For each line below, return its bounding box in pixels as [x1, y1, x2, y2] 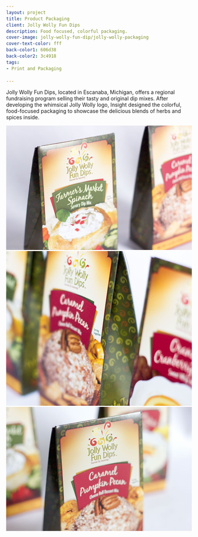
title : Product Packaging [6, 15, 70, 22]
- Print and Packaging [6, 66, 62, 71]
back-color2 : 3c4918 [6, 53, 57, 59]
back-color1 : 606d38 [6, 47, 57, 53]
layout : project [6, 9, 46, 15]
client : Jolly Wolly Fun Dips [6, 22, 81, 28]
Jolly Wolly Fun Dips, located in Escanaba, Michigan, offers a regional [6, 89, 175, 96]
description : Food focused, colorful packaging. [6, 28, 128, 34]
